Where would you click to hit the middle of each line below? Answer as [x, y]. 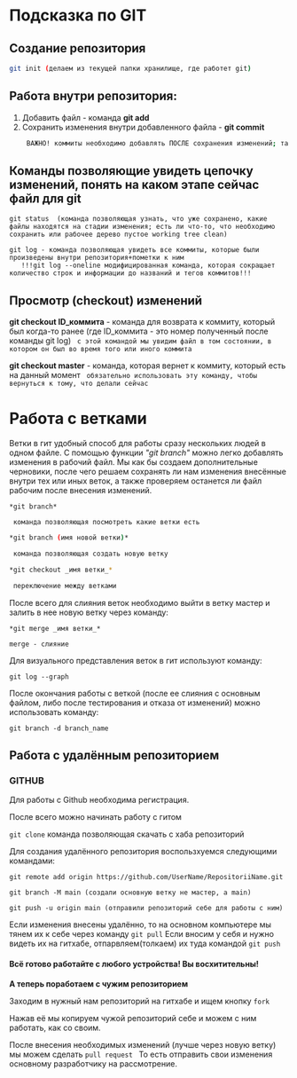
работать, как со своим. [55, 1027]
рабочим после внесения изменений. [81, 491]
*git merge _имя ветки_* [55, 628]
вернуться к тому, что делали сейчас [79, 384]
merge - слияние [39, 644]
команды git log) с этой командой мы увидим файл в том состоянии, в [141, 341]
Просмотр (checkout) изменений [106, 300]
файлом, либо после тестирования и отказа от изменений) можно [135, 703]
